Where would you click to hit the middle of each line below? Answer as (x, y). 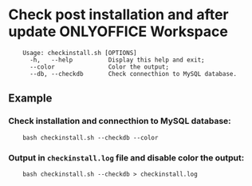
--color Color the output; (99, 67)
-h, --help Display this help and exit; (117, 60)
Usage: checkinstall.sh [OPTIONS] (80, 53)
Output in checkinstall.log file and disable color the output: (126, 157)
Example (30, 99)
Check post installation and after (118, 15)
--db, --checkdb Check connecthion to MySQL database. (133, 73)
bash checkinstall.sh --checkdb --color (91, 137)
